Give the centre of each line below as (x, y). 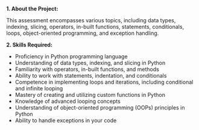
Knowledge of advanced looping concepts (68, 101)
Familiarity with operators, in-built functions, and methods (87, 69)
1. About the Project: (32, 9)
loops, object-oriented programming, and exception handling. (83, 33)
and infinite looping (39, 88)
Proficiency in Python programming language (71, 56)
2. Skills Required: (30, 45)
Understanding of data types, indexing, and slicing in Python (90, 63)
